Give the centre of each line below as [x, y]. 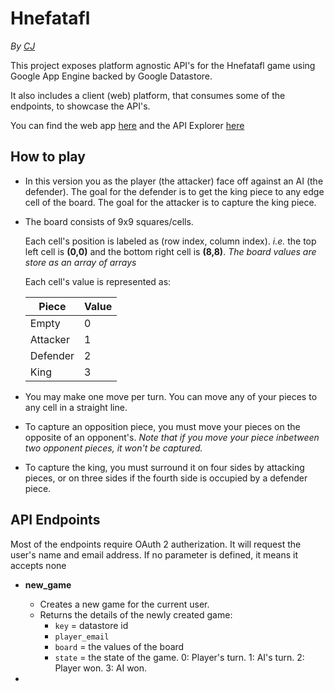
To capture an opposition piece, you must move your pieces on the [162, 426]
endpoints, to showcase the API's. [80, 106]
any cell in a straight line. [76, 407]
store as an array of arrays [80, 262]
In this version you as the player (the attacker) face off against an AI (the [174, 181]
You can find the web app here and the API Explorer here [127, 125]
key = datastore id [91, 625]
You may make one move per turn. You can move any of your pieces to [171, 396]
